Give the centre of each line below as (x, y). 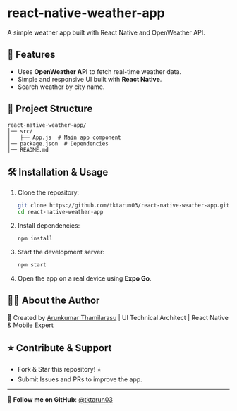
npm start (32, 265)
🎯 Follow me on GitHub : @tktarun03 (60, 399)
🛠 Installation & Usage (58, 172)
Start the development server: (61, 252)
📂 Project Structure (50, 109)
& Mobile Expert (31, 325)
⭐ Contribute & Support (60, 348)
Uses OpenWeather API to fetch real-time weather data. (99, 71)
